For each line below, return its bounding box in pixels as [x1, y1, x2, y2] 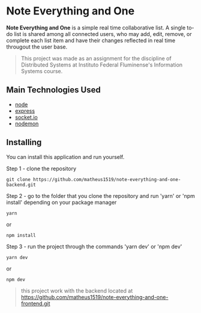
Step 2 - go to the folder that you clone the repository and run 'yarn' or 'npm [6, 192, 195, 199]
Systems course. [20, 67, 63, 74]
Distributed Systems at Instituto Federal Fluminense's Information [20, 61, 183, 68]
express [14, 107, 35, 115]
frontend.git [20, 300, 50, 307]
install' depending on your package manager [6, 198, 117, 206]
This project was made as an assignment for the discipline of [20, 55, 172, 62]
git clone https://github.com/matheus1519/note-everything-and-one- [6, 176, 181, 182]
